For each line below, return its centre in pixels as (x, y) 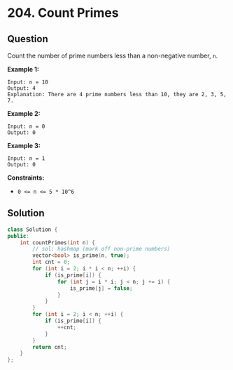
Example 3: (24, 146)
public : (19, 236)
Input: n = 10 (28, 82)
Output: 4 (22, 88)
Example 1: (23, 69)
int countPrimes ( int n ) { (58, 243)
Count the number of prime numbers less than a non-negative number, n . (113, 55)
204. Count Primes (63, 13)
